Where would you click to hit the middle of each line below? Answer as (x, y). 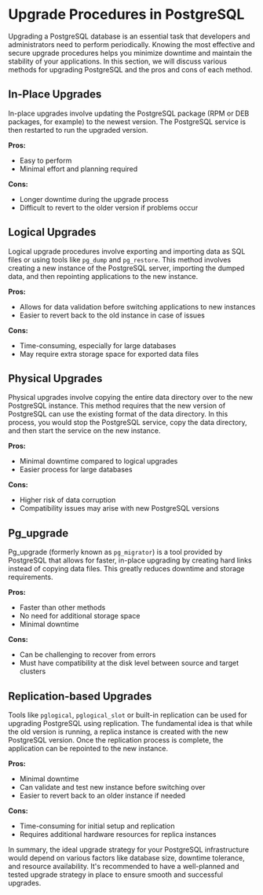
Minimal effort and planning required (79, 169)
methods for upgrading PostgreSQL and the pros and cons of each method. (130, 69)
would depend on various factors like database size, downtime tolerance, (126, 858)
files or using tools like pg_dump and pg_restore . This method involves (120, 259)
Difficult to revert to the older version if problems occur (109, 207)
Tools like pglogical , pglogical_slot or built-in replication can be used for (128, 715)
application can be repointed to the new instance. (88, 748)
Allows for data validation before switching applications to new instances (137, 306)
